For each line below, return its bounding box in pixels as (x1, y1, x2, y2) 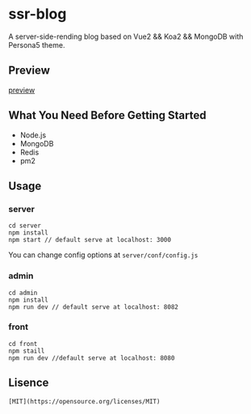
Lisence (8, 376, 49, 390)
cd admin (8, 289, 38, 297)
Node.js (19, 130, 47, 140)
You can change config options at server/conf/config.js (8, 250, 199, 260)
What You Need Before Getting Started (8, 108, 207, 122)
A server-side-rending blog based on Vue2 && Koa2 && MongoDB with (8, 32, 244, 41)
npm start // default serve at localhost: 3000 (8, 236, 172, 244)
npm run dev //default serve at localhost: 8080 (8, 353, 175, 362)
